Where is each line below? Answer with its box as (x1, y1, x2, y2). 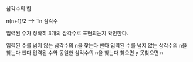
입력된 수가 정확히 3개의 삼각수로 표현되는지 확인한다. (6, 30, 128, 37)
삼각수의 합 (6, 5, 32, 12)
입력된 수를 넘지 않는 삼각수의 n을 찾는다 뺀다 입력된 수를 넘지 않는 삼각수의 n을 (6, 42, 187, 49)
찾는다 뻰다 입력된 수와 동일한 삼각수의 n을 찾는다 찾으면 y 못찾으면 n (6, 49, 164, 56)
